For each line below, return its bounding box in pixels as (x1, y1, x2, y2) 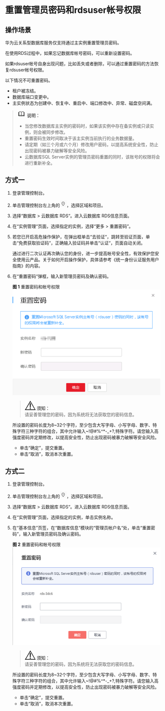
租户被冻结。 (12, 88, 38, 94)
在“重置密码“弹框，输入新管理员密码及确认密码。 (12, 273, 112, 279)
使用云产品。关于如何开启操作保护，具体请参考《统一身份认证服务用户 (16, 256, 159, 262)
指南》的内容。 (12, 263, 43, 269)
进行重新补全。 (24, 160, 55, 166)
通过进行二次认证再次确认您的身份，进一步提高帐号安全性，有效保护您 (12, 250, 155, 256)
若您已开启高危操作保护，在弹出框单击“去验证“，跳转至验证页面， (12, 234, 146, 239)
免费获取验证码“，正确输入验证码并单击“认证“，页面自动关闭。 (18, 240, 145, 246)
